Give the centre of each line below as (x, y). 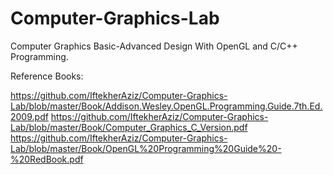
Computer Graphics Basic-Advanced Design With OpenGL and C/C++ (154, 46)
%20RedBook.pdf (47, 159)
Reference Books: (47, 76)
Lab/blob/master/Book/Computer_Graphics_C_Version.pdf (129, 127)
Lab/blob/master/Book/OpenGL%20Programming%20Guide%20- (146, 148)
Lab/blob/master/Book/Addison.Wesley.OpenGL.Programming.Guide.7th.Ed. (166, 106)
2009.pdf (29, 116)
